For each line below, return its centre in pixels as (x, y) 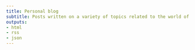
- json (14, 38)
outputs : (17, 22)
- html (14, 27)
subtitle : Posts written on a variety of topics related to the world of (98, 17)
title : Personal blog (32, 11)
